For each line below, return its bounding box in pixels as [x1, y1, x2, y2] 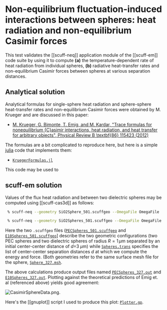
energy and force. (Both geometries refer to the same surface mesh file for [5, 254, 159, 260]
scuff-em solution [5, 181, 62, 190]
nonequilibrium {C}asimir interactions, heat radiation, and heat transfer [12, 127, 158, 133]
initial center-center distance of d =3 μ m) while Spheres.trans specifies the [5, 243, 159, 249]
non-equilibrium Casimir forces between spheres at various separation [5, 68, 151, 74]
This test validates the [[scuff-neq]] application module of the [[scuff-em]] [5, 52, 158, 58]
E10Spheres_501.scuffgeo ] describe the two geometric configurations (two [5, 233, 158, 239]
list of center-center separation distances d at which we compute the [5, 249, 147, 255]
